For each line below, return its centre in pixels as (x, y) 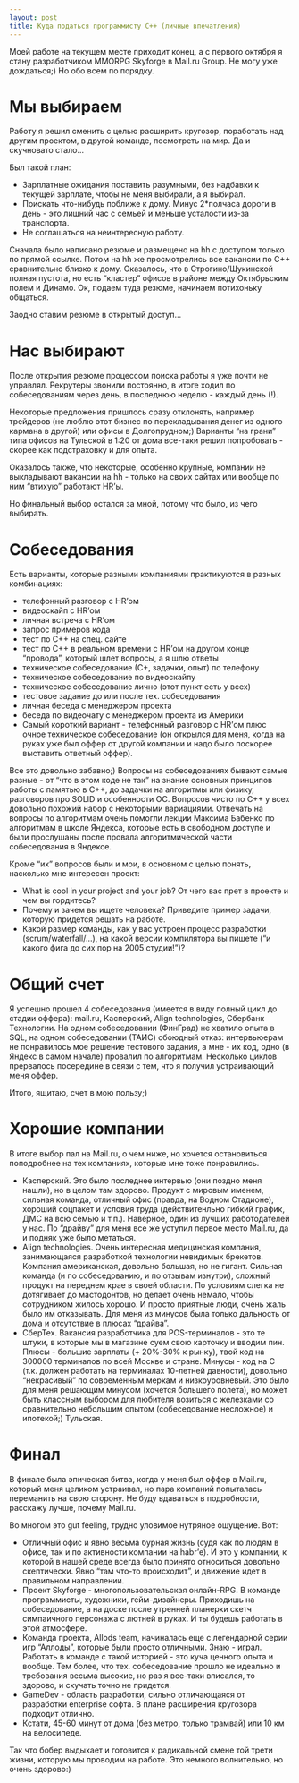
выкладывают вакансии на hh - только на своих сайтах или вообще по (144, 477)
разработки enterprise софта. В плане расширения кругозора (139, 1704)
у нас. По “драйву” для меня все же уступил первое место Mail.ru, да (155, 1228)
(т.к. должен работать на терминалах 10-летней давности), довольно (154, 1371)
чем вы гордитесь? (59, 900)
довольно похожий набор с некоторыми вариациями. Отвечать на (136, 809)
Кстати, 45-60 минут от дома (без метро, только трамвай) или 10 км (153, 1723)
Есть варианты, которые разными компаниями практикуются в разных (145, 575)
